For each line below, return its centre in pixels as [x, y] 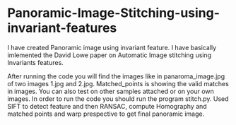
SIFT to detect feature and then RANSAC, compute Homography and [107, 106]
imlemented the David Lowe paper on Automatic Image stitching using [110, 55]
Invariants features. [35, 62]
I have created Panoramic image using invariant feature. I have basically [112, 47]
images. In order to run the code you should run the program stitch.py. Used [118, 99]
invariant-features [62, 28]
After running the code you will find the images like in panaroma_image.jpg [116, 76]
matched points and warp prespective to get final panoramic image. [106, 114]
